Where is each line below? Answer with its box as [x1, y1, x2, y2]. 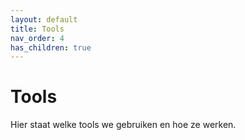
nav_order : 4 [10, 33, 65, 43]
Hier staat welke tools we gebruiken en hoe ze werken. [10, 119, 237, 131]
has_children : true [10, 42, 92, 53]
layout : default [10, 14, 78, 25]
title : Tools [10, 24, 65, 34]
